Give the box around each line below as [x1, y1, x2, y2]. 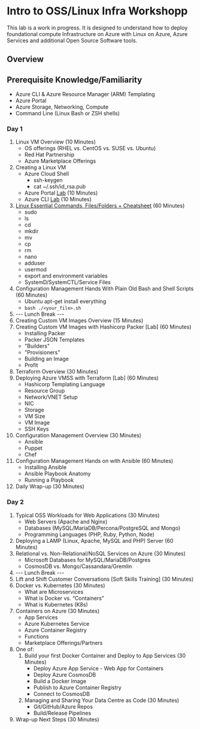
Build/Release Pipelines [33, 709, 92, 716]
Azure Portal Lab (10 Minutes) [24, 189, 98, 196]
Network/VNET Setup [24, 393, 78, 401]
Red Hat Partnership [24, 151, 75, 159]
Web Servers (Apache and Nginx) [24, 518, 108, 525]
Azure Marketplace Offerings [24, 157, 96, 165]
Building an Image [24, 355, 69, 363]
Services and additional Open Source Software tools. [7, 37, 138, 44]
